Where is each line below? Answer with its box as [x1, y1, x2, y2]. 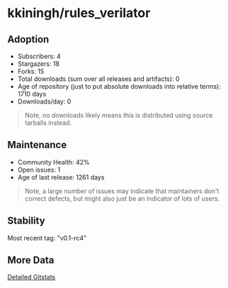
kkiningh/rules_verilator [7, 5, 151, 21]
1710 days [17, 90, 47, 98]
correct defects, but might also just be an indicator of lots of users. [24, 194, 220, 203]
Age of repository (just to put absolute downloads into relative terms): [17, 82, 221, 90]
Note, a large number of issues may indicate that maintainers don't [24, 187, 220, 195]
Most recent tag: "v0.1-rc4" [7, 233, 87, 242]
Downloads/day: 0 [17, 97, 72, 106]
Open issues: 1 [17, 165, 61, 174]
